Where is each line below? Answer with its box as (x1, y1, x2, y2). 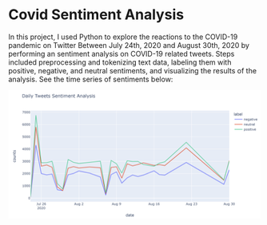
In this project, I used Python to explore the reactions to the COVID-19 (8, 32, 238, 41)
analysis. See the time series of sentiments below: (8, 74, 173, 84)
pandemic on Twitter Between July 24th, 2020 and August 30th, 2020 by (8, 40, 250, 49)
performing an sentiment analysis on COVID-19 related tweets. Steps (8, 49, 235, 58)
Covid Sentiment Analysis (8, 6, 185, 24)
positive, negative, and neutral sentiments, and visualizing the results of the (8, 65, 257, 75)
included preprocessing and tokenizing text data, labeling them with (8, 57, 232, 67)
